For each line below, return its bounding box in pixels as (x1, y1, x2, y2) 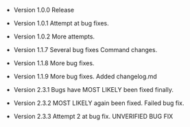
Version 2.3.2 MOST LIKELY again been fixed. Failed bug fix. (13, 99, 185, 107)
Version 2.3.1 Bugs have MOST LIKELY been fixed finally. (13, 86, 174, 93)
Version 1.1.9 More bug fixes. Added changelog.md (13, 72, 158, 80)
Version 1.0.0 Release (13, 6, 74, 14)
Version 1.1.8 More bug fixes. (13, 59, 95, 67)
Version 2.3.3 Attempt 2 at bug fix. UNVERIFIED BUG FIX (13, 113, 174, 120)
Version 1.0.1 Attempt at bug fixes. (13, 19, 110, 27)
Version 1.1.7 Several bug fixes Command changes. (13, 46, 158, 54)
